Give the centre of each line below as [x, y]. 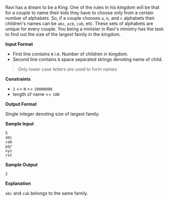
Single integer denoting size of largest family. [53, 114]
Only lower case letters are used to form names [67, 69]
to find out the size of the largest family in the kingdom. [63, 34]
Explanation [18, 183]
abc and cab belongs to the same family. [47, 193]
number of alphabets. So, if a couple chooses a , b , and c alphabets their [80, 18]
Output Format [21, 104]
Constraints [18, 79]
